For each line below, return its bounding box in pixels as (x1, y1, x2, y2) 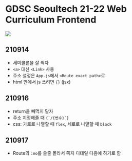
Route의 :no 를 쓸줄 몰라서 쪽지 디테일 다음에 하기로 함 (12, 150, 121, 156)
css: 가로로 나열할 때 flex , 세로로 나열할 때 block (12, 121, 112, 127)
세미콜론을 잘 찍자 (12, 59, 49, 65)
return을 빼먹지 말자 (12, 108, 53, 114)
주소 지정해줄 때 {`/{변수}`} (12, 114, 69, 121)
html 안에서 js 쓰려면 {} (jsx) (12, 79, 71, 85)
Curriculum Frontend (5, 14, 97, 26)
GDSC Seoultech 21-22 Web (5, 3, 127, 15)
